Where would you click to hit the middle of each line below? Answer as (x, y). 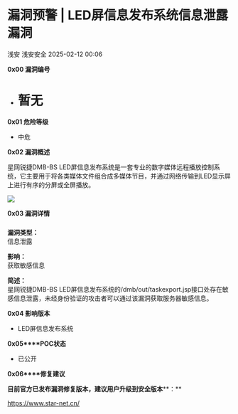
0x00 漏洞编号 (29, 69)
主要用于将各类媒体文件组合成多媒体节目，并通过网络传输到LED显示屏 (128, 176)
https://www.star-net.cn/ (44, 403)
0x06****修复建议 (36, 373)
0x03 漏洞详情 (29, 213)
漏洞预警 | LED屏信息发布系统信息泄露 (118, 15)
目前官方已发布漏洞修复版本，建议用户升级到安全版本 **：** (95, 388)
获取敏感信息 (26, 265)
